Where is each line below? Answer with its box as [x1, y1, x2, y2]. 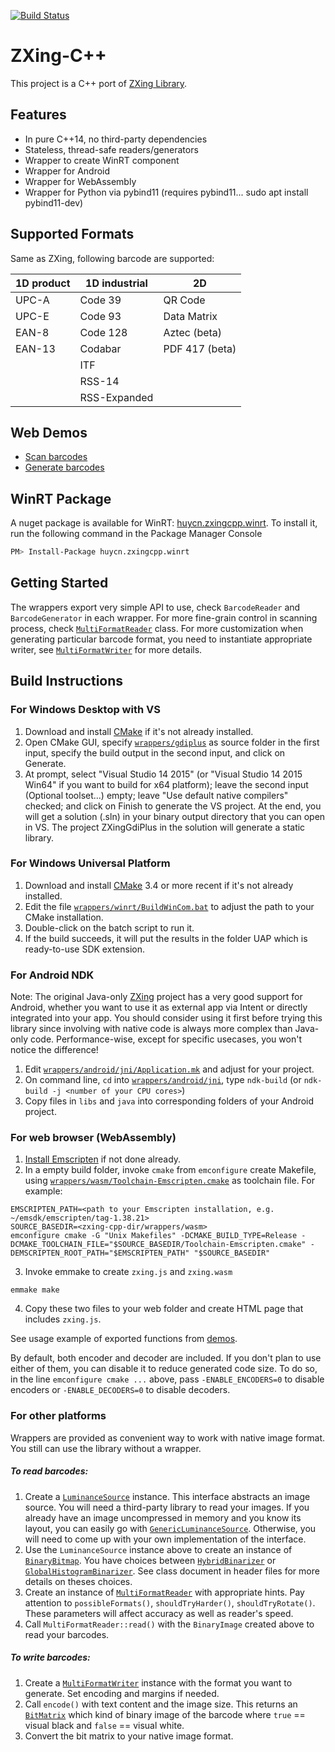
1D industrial [85, 276, 148, 290]
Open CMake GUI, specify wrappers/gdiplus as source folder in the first [24, 736, 320, 748]
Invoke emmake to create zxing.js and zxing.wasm [24, 1266, 233, 1278]
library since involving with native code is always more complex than [10, 1023, 293, 1035]
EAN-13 [15, 341, 56, 355]
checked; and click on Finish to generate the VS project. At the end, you [24, 800, 322, 812]
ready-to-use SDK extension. [24, 943, 145, 955]
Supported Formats [10, 226, 135, 243]
